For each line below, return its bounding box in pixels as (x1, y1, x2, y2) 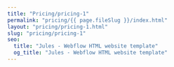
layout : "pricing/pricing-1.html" (7, 23, 109, 30)
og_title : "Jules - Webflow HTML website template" (13, 50, 168, 57)
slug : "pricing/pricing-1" (7, 29, 86, 37)
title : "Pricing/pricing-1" (7, 10, 90, 17)
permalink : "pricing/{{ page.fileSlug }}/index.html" (7, 17, 168, 24)
